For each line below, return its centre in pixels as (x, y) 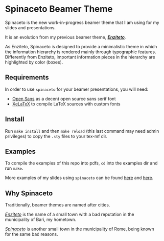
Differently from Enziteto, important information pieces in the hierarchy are (80, 57)
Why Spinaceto (29, 193)
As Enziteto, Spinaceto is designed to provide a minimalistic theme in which (81, 46)
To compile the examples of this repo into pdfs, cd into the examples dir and (82, 163)
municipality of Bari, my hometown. (41, 220)
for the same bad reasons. (32, 234)
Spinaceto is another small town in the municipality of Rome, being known (80, 229)
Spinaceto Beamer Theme (59, 9)
